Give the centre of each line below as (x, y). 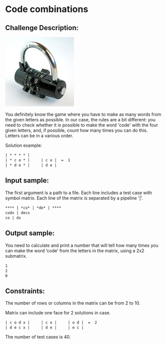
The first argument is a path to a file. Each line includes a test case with (79, 193)
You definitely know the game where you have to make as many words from (83, 114)
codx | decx (17, 213)
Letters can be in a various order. (39, 136)
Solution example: (24, 145)
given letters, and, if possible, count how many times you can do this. (76, 130)
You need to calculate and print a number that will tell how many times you (82, 245)
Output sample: (30, 233)
